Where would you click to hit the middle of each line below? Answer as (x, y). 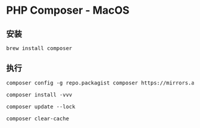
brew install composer (39, 48)
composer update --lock (41, 107)
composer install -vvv (39, 95)
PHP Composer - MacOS (68, 10)
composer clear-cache (38, 118)
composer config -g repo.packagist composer (72, 83)
